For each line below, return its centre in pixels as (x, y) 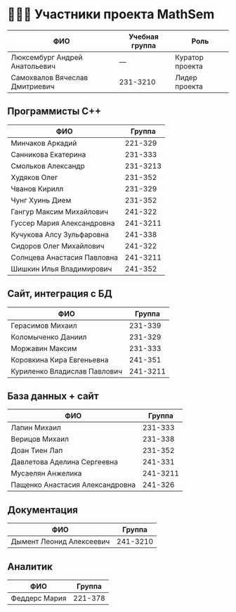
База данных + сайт (53, 396)
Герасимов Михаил (44, 325)
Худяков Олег (34, 177)
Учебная (144, 37)
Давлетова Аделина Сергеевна (64, 462)
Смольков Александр (48, 166)
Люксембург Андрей (47, 57)
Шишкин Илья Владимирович (61, 269)
